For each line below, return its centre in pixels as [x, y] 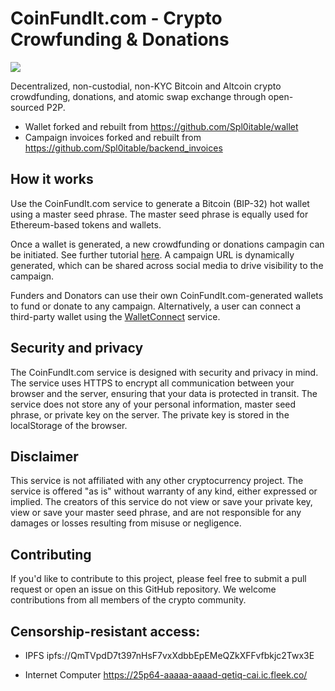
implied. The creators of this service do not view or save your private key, [161, 502]
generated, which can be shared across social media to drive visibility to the [167, 265]
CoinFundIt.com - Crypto [116, 18]
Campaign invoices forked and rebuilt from [113, 137]
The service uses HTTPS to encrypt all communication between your [152, 383]
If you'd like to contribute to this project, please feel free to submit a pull [158, 579]
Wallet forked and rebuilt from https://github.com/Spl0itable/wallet [161, 126]
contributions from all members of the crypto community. [128, 600]
